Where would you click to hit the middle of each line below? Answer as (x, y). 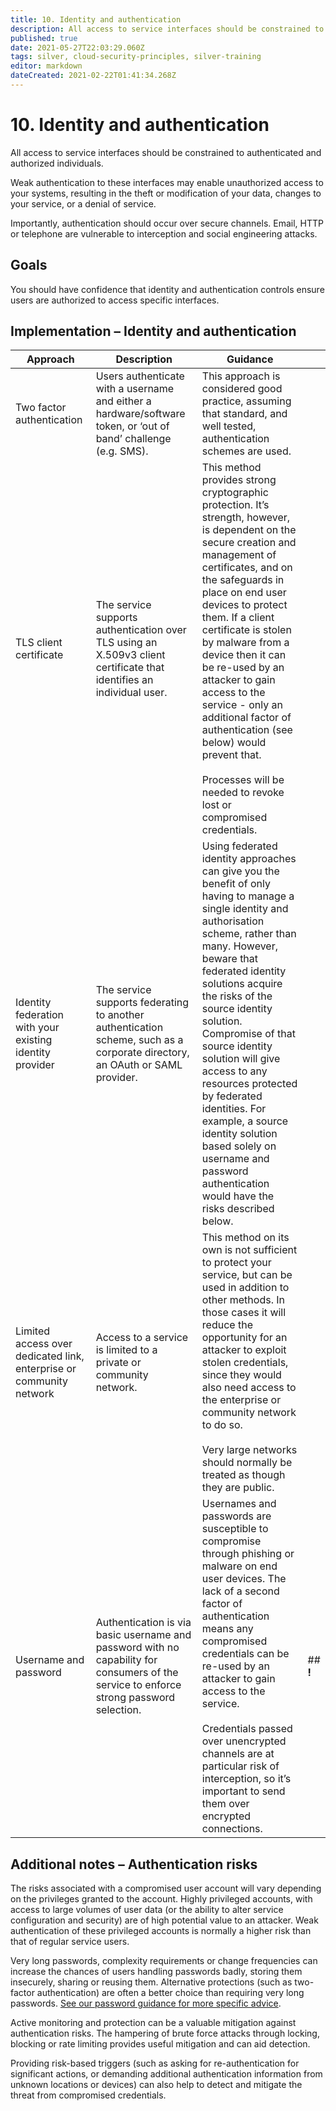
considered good (242, 389)
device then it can (244, 655)
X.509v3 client (130, 655)
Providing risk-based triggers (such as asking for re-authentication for (155, 2063)
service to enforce (138, 1685)
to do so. (222, 1425)
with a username (135, 389)
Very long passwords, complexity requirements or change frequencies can (164, 1961)
